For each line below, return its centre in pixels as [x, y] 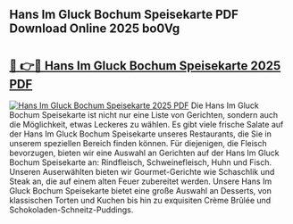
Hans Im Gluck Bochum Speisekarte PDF [124, 15]
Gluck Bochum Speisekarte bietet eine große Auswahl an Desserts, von [141, 191]
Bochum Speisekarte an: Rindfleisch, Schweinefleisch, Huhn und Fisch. [141, 162]
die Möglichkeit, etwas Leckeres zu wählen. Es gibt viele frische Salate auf [146, 124]
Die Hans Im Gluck [225, 105]
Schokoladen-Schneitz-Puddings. [71, 210]
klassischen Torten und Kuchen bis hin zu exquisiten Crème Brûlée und [140, 200]
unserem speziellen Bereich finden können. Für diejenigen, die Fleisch [138, 143]
